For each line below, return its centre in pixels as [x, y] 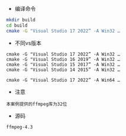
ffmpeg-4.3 [20, 127]
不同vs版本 [28, 43]
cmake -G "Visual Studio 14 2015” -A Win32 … [63, 70]
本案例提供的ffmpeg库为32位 [37, 104]
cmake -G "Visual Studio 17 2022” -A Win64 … [63, 80]
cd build [17, 25]
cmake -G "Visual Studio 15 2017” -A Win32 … [63, 64]
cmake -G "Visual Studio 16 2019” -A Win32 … [63, 59]
